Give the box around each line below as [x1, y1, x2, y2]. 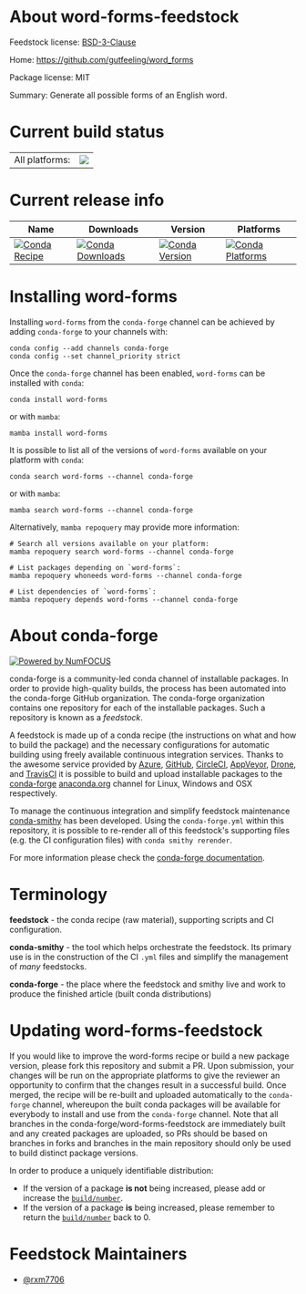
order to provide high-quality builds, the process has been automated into [9, 682, 287, 694]
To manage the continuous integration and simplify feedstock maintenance [9, 805, 291, 816]
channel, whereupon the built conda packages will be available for [31, 1099, 280, 1110]
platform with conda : [9, 454, 85, 465]
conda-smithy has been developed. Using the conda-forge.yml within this [9, 814, 285, 826]
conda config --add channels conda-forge [9, 344, 169, 353]
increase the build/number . [22, 1192, 124, 1203]
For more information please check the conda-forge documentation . [9, 852, 266, 863]
